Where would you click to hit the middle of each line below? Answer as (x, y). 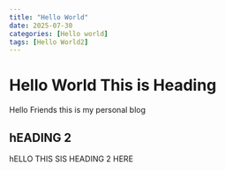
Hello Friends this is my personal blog (78, 110)
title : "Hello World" (49, 17)
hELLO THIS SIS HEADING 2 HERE (71, 159)
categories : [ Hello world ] (59, 33)
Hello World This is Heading (113, 85)
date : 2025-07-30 (41, 26)
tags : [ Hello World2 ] (49, 42)
